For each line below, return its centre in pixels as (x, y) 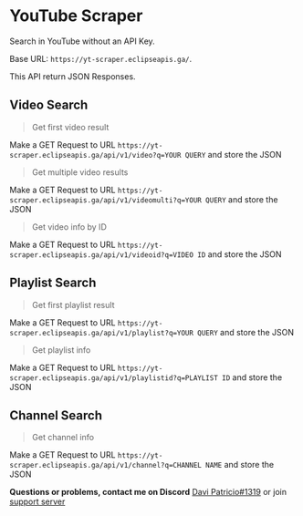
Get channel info (63, 438)
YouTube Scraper (76, 16)
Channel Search (56, 415)
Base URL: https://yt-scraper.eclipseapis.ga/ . (101, 58)
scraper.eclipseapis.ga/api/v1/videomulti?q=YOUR (106, 200)
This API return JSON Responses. (73, 76)
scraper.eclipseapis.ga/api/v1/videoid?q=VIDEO (102, 255)
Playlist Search (53, 283)
